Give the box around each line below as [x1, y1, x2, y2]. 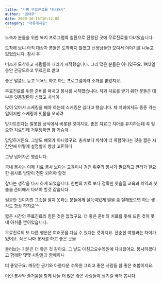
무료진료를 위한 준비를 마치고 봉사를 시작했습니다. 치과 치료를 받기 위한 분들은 [5, 88, 151, 94]
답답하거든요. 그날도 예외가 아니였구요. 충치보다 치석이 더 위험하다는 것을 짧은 [5, 137, 151, 143]
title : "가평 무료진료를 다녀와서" [5, 7, 66, 12]
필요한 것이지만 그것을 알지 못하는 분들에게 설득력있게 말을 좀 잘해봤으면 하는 [5, 197, 150, 203]
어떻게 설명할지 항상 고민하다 [17, 143, 73, 149]
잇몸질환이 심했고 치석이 [14, 94, 60, 100]
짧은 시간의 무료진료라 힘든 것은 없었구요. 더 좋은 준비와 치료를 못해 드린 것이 [5, 213, 150, 219]
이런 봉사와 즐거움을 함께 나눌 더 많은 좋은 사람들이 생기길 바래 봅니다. [5, 273, 137, 279]
